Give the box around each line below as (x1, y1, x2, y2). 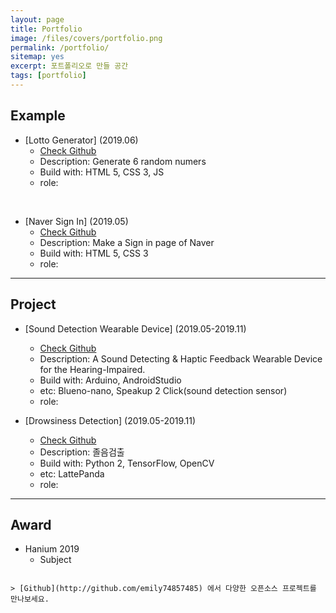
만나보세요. (10, 594, 50, 605)
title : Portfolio (10, 24, 83, 34)
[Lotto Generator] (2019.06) (24, 134, 139, 146)
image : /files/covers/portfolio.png (10, 33, 163, 43)
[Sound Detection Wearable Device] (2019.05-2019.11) (24, 322, 247, 335)
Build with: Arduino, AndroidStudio (39, 374, 182, 386)
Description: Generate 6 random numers (39, 155, 207, 167)
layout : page (10, 14, 65, 25)
